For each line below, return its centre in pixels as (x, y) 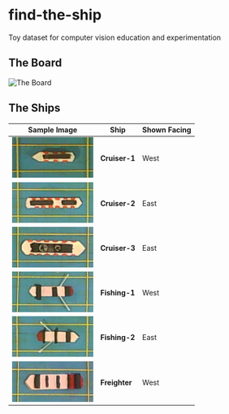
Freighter (116, 382)
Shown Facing (166, 130)
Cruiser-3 (118, 248)
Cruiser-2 (118, 203)
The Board (35, 63)
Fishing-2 (118, 338)
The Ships (35, 108)
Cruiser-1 (118, 158)
